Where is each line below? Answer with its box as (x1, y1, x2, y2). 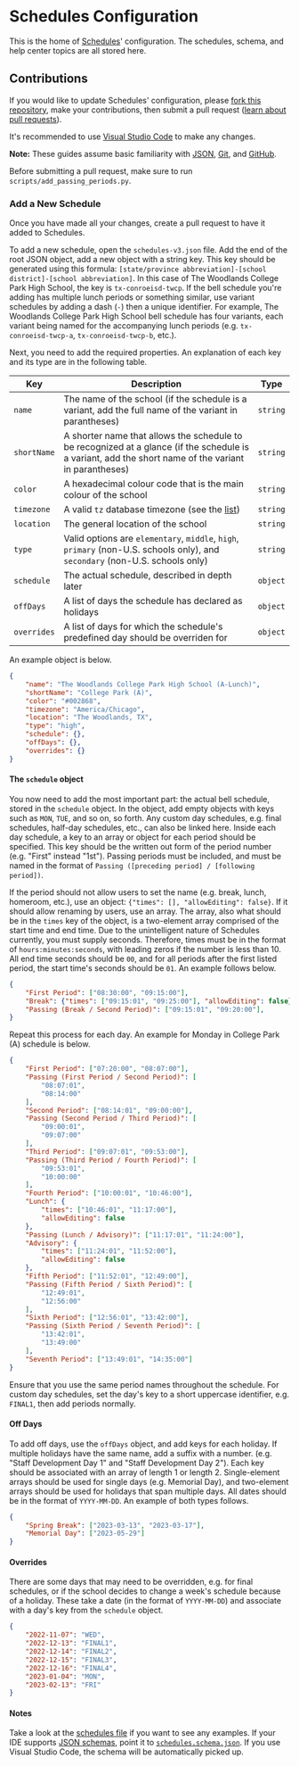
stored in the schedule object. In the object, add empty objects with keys (9, 803, 274, 814)
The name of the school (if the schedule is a (63, 393, 247, 405)
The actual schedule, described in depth (63, 569, 232, 582)
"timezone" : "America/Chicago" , (25, 705, 145, 714)
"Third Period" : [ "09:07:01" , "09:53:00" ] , (25, 1147, 190, 1157)
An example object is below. (9, 654, 113, 666)
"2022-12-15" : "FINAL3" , (25, 1655, 117, 1664)
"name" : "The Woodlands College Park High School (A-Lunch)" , (25, 680, 261, 689)
